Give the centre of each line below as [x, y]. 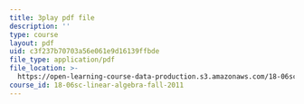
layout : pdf [32, 43]
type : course [34, 34]
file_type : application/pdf [62, 60]
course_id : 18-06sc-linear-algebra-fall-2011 [96, 85]
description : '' [40, 26]
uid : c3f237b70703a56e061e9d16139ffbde [85, 52]
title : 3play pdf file [52, 18]
